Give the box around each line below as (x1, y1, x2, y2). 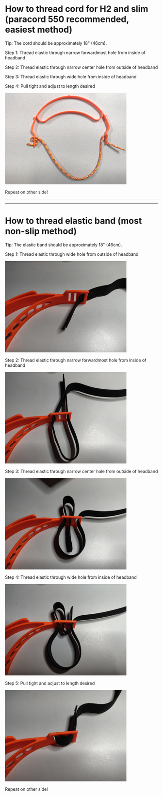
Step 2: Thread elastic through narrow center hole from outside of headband (5, 64, 158, 70)
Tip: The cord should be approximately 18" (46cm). (5, 40, 107, 46)
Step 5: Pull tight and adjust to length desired (5, 680, 95, 686)
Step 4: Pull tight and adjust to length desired (5, 83, 96, 89)
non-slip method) (5, 226, 77, 237)
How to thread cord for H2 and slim (5, 3, 148, 15)
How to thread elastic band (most (5, 215, 142, 227)
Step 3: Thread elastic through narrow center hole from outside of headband (5, 468, 158, 474)
